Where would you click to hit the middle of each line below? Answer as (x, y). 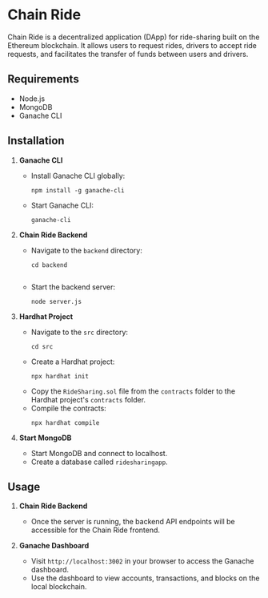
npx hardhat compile (65, 422)
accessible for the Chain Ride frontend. (96, 530)
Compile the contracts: (69, 408)
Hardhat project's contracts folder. (88, 399)
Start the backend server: (73, 287)
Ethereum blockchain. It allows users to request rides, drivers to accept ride (132, 45)
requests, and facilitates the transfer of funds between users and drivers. (128, 54)
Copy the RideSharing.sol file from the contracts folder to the (133, 391)
